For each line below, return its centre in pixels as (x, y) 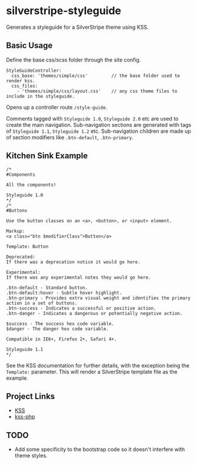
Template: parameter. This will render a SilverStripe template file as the (92, 372)
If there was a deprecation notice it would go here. (74, 262)
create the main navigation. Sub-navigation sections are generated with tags (99, 125)
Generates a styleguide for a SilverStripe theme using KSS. (77, 27)
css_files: (25, 86)
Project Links (31, 396)
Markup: (16, 231)
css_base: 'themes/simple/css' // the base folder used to (96, 76)
